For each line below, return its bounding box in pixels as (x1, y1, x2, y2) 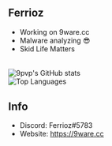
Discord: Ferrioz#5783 (19, 121, 93, 130)
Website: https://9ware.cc (19, 129, 104, 139)
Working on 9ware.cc (19, 27, 90, 36)
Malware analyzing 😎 (19, 36, 91, 45)
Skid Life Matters (19, 43, 75, 54)
